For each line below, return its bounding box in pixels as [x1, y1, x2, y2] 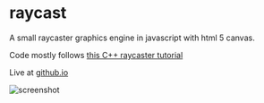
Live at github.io [9, 66, 69, 78]
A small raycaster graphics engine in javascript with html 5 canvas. [9, 32, 255, 43]
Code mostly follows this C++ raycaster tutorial [9, 49, 183, 60]
